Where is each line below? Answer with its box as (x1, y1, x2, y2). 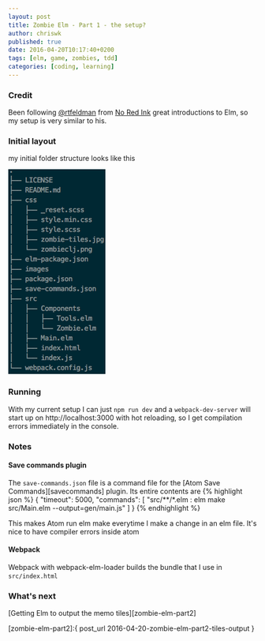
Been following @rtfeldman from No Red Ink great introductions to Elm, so (8, 107, 248, 118)
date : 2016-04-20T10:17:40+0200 (8, 46, 114, 54)
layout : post (8, 13, 51, 21)
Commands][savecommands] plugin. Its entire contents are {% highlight (8, 486, 243, 496)
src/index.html (8, 572, 58, 580)
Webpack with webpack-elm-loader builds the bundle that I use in (8, 563, 222, 572)
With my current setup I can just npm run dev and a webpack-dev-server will (8, 404, 251, 414)
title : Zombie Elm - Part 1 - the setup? (8, 21, 147, 29)
